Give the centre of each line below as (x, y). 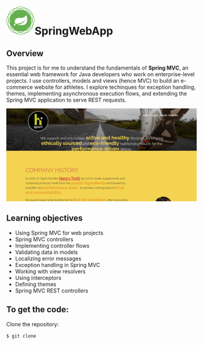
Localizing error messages (48, 258)
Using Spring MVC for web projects (59, 233)
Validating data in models (47, 252)
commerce (20, 87)
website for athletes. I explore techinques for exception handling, (115, 87)
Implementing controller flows (52, 245)
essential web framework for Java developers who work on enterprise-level (101, 74)
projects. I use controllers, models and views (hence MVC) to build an (93, 81)
